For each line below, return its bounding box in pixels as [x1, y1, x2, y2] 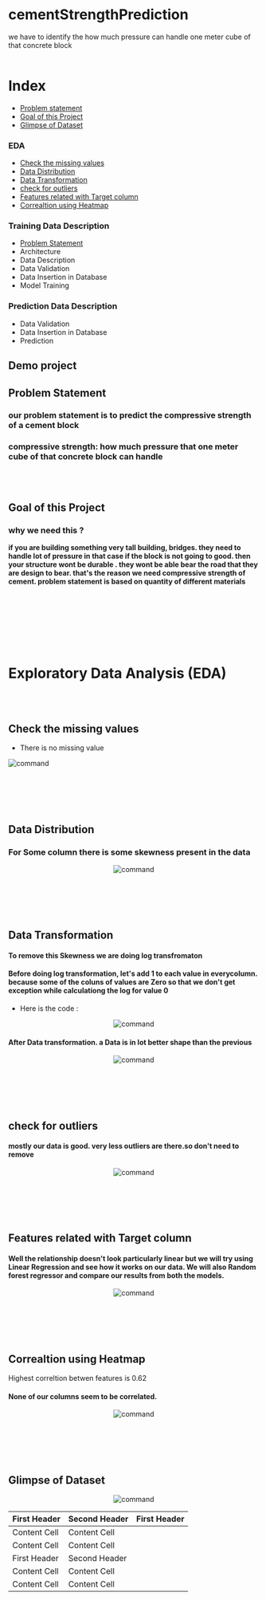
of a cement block [8, 420, 80, 431]
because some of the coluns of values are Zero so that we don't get [8, 977, 236, 987]
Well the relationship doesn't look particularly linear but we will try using [8, 1253, 253, 1263]
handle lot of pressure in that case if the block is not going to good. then [8, 552, 251, 561]
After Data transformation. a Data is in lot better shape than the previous [8, 1037, 252, 1047]
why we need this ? [8, 525, 84, 536]
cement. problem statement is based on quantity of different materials [8, 576, 246, 587]
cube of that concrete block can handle [8, 451, 163, 462]
